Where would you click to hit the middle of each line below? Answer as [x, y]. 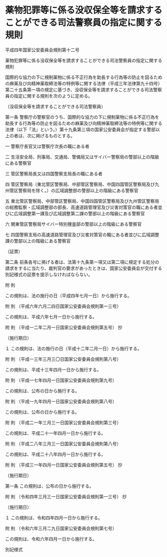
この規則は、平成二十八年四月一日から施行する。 [55, 454]
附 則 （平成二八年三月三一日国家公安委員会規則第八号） [63, 444]
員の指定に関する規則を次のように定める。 [49, 96]
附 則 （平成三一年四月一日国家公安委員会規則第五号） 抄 [64, 465]
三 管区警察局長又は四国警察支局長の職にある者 [54, 173]
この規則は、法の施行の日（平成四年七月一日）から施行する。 [69, 295]
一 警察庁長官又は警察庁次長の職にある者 [47, 146]
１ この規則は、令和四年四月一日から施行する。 [54, 518]
